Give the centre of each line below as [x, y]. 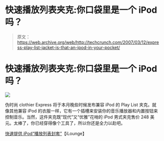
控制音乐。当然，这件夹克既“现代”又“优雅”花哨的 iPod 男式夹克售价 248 [77, 117]
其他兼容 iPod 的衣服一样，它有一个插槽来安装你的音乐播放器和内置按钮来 [83, 111]
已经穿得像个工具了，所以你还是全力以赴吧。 [80, 123]
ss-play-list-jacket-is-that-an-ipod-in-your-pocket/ [69, 47]
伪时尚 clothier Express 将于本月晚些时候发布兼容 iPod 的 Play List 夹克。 [79, 105]
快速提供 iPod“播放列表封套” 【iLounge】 [46, 133]
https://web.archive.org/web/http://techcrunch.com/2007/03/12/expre [88, 42]
